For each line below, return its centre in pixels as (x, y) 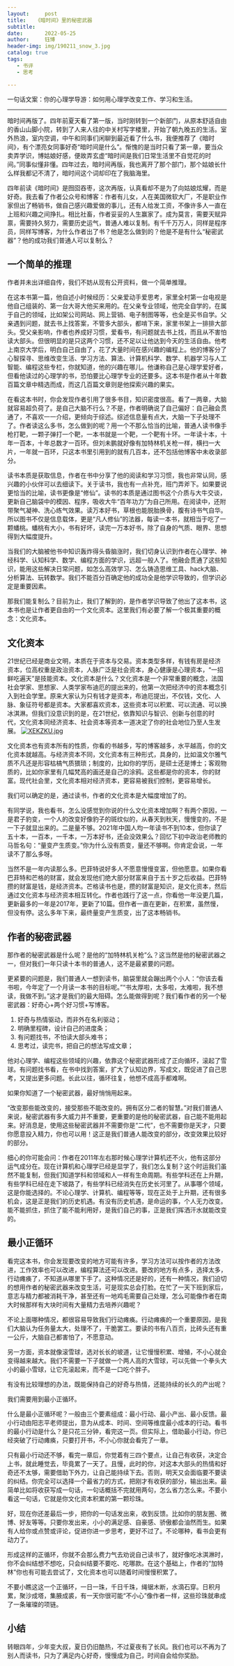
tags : (15, 59)
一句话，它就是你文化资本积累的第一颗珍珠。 (83, 1498)
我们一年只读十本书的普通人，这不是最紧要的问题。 (104, 963)
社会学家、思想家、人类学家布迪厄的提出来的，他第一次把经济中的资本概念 (114, 687)
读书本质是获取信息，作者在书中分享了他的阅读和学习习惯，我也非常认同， (114, 475)
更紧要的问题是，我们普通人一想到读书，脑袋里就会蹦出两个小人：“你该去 (112, 978)
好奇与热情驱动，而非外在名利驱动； (69, 1019)
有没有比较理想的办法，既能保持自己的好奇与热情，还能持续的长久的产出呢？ (117, 1384)
